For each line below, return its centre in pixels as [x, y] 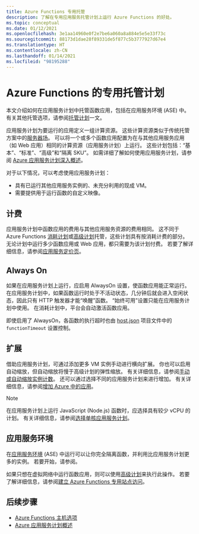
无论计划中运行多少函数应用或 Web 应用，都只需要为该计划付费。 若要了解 [97, 244]
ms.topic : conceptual [33, 23]
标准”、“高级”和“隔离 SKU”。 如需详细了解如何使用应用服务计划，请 [104, 153]
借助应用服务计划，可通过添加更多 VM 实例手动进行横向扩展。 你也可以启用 [99, 364]
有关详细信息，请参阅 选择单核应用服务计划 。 [78, 418]
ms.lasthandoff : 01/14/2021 [41, 56]
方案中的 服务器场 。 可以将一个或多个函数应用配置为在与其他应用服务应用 [95, 138]
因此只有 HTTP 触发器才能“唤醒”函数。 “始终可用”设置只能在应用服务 [100, 301]
